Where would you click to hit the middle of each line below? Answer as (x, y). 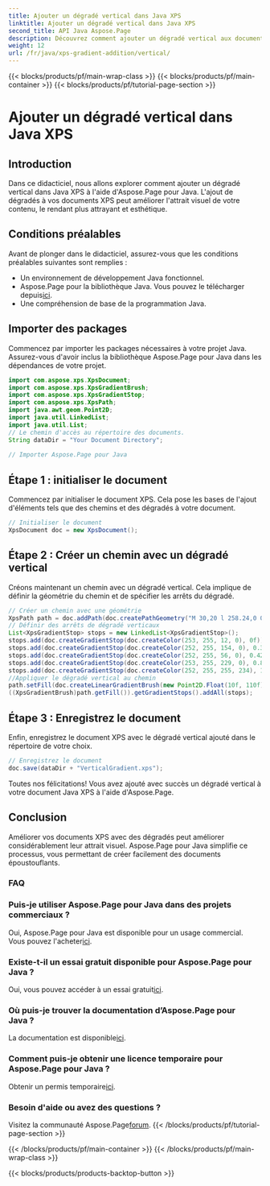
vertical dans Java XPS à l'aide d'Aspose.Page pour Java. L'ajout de (121, 192)
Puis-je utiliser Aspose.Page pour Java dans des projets (120, 905)
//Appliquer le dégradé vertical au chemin (82, 678)
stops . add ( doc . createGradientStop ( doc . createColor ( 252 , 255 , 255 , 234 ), (133, 670)
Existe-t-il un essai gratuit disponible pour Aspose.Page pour (130, 961)
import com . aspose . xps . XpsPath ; (62, 403)
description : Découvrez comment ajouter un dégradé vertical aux (120, 38)
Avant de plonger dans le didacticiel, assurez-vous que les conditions (123, 254)
